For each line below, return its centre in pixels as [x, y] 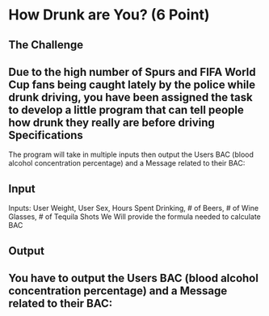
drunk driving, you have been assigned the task [130, 97]
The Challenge [46, 45]
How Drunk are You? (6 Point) [109, 15]
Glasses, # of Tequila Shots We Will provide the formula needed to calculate [134, 217]
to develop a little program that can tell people [126, 110]
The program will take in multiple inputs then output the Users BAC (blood [131, 154]
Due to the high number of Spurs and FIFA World [132, 72]
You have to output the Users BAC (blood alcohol [133, 278]
